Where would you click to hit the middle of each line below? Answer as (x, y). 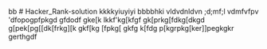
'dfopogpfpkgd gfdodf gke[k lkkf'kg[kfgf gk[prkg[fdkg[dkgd (107, 20)
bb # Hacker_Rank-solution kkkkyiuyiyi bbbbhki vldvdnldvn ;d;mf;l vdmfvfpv (133, 11)
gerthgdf (23, 36)
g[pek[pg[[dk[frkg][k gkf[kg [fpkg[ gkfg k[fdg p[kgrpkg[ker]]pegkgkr (121, 28)
